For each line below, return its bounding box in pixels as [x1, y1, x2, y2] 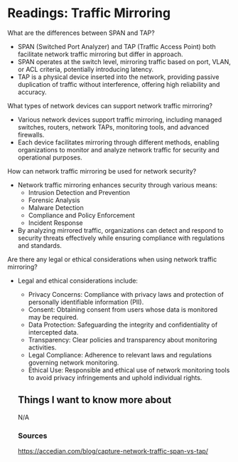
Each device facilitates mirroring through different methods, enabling [17, 137, 220, 147]
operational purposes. [17, 153, 83, 162]
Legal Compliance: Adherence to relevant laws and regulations [28, 350, 212, 359]
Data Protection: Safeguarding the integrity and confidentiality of [28, 320, 218, 329]
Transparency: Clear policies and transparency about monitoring [28, 335, 217, 344]
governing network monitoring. [28, 358, 119, 367]
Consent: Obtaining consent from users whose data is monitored [28, 305, 218, 314]
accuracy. [17, 88, 48, 96]
